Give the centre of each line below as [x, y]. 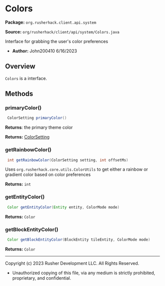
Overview [20, 66]
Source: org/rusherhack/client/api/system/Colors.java [62, 32]
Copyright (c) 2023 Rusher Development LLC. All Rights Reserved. [72, 263]
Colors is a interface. [26, 78]
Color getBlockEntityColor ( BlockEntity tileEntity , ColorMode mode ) [79, 240]
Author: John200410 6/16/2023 [44, 51]
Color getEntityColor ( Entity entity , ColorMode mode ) [63, 207]
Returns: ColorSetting [27, 137]
